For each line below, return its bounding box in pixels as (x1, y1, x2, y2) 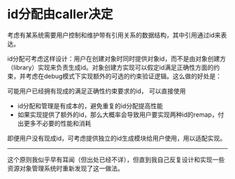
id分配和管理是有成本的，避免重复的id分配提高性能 (17, 101, 163, 110)
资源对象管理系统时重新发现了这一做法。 (7, 164, 124, 172)
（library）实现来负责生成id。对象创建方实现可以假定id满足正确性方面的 (7, 63, 214, 71)
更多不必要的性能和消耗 (23, 119, 92, 127)
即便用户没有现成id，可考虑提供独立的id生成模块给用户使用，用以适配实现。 (7, 134, 226, 142)
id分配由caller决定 (7, 6, 113, 22)
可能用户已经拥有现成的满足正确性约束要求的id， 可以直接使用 (7, 87, 186, 95)
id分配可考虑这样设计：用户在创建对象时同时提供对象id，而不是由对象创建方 (7, 54, 226, 63)
